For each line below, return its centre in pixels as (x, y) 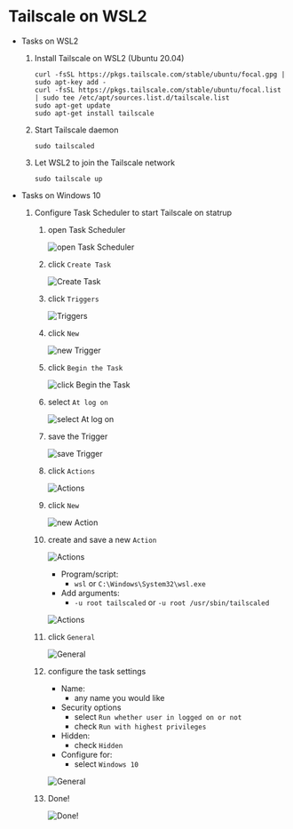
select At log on (78, 402)
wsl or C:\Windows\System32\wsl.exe (140, 583)
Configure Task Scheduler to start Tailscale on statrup (133, 212)
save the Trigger (78, 436)
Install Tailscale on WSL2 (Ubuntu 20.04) (109, 58)
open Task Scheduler (87, 229)
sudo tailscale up (68, 179)
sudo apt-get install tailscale (94, 113)
